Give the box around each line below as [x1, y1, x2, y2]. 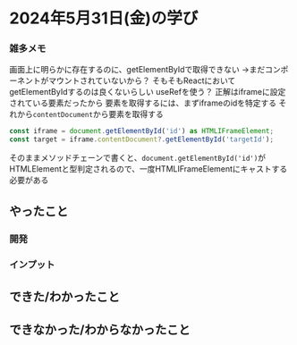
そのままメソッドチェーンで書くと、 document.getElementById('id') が [9, 153, 267, 164]
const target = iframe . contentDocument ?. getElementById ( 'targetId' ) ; [9, 135, 275, 144]
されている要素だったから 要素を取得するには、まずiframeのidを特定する [9, 97, 277, 108]
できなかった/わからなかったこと [9, 323, 191, 338]
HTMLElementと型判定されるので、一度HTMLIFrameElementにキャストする [9, 164, 288, 174]
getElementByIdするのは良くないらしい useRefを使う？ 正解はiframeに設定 [9, 87, 286, 97]
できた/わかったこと [9, 289, 121, 304]
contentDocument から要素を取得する [32, 109, 164, 120]
